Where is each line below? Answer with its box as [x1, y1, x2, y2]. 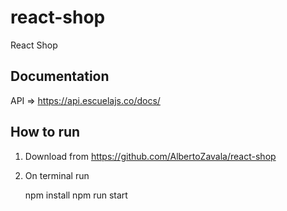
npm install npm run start [24, 189, 128, 201]
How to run [10, 124, 81, 141]
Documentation [10, 68, 110, 85]
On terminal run [24, 169, 90, 181]
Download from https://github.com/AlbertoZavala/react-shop [24, 150, 277, 162]
